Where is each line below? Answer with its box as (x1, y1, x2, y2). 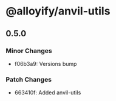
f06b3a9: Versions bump (14, 60, 77, 67)
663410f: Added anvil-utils (14, 89, 81, 96)
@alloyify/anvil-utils (5, 4, 111, 18)
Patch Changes (5, 75, 52, 83)
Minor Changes (5, 47, 52, 55)
